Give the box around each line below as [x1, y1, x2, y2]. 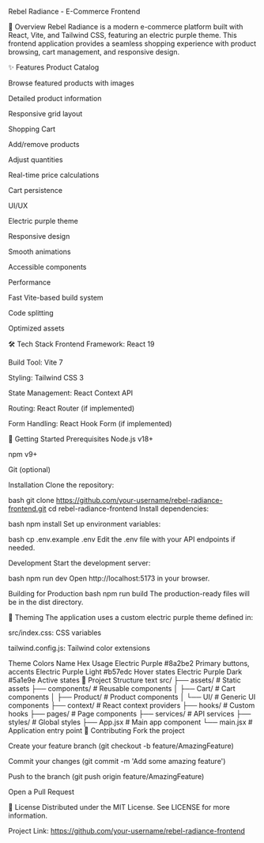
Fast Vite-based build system [8, 293, 104, 302]
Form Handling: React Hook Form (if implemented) [8, 419, 172, 428]
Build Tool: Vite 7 [8, 357, 63, 367]
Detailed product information [8, 94, 102, 103]
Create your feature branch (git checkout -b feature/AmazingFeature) [8, 741, 235, 750]
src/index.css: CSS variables [8, 628, 101, 637]
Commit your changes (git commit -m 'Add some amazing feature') [8, 757, 226, 766]
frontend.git [8, 504, 47, 513]
